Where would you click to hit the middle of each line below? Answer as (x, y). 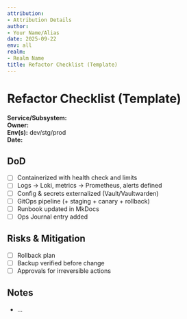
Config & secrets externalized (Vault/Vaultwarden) (88, 193)
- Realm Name (26, 58)
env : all (20, 45)
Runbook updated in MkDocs (58, 209)
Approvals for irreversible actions (64, 271)
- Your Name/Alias (33, 33)
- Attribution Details (39, 20)
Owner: (18, 125)
